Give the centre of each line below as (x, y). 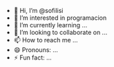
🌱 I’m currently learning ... (50, 25)
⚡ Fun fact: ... (32, 57)
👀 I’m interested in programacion (60, 18)
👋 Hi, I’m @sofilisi (38, 11)
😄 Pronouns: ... (36, 50)
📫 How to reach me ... (46, 40)
